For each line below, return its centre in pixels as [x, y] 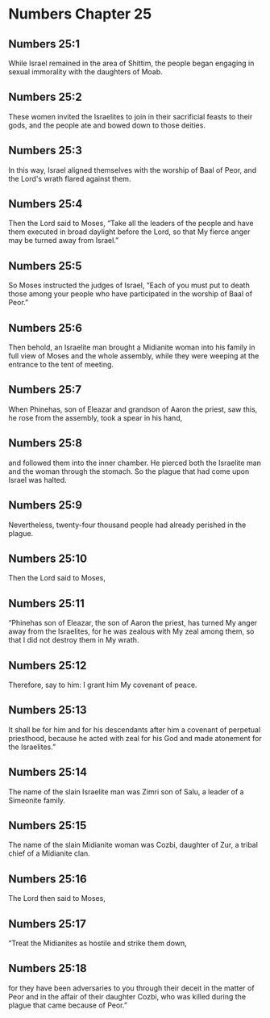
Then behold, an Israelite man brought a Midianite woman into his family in [132, 347]
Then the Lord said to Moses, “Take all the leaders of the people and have [131, 224]
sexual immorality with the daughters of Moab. [85, 72]
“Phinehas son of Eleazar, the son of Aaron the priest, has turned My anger [133, 623]
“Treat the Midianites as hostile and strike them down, [98, 943]
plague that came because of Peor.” [68, 1005]
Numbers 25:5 [45, 266]
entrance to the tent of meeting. [61, 365]
